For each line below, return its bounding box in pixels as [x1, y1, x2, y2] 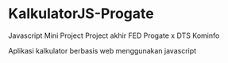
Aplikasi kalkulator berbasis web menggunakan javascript [8, 46, 197, 55]
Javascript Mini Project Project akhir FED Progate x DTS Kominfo [8, 31, 220, 40]
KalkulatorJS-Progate [8, 5, 154, 23]
